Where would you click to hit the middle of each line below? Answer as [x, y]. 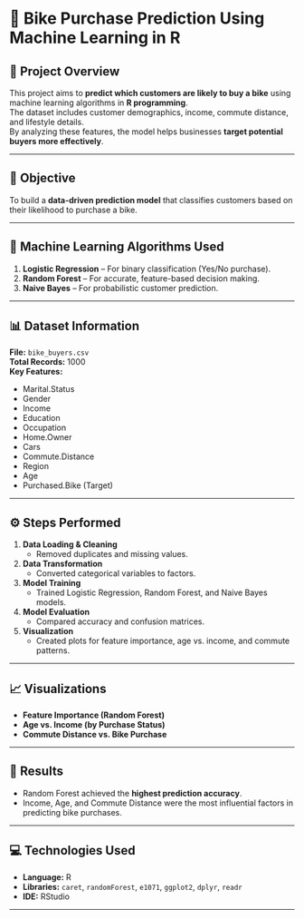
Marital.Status [48, 389]
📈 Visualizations [58, 689]
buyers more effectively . [57, 141]
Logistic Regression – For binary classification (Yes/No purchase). [147, 269]
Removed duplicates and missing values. [112, 554]
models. [51, 602]
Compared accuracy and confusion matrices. [120, 621]
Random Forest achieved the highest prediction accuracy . [132, 793]
